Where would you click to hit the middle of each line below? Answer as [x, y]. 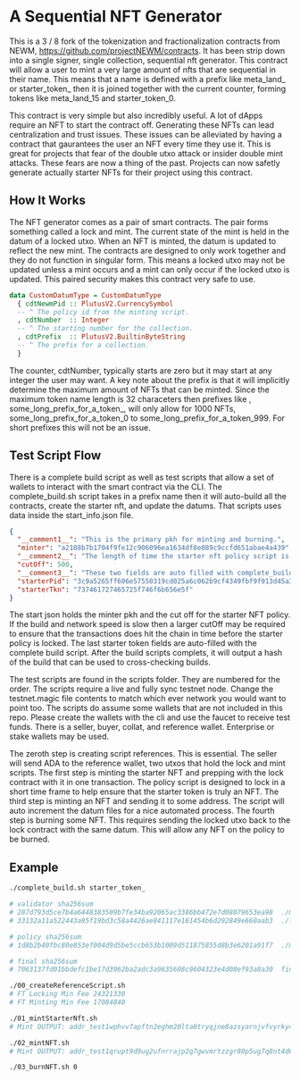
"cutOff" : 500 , [46, 565]
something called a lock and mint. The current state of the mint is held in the [150, 231]
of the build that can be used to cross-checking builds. [110, 662]
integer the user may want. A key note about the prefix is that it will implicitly [150, 380]
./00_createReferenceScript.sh [67, 986]
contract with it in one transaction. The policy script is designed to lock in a [147, 783]
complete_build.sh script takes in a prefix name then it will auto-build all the [148, 496]
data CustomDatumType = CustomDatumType [86, 295]
